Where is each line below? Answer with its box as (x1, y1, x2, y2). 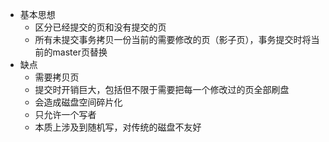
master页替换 (52, 46, 108, 58)
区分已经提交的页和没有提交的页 (34, 21, 167, 33)
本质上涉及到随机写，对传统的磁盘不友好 (34, 121, 202, 133)
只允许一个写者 (34, 109, 97, 120)
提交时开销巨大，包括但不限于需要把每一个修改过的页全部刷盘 (34, 84, 290, 95)
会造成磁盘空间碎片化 (34, 96, 123, 108)
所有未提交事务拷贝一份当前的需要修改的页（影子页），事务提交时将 (34, 34, 312, 45)
